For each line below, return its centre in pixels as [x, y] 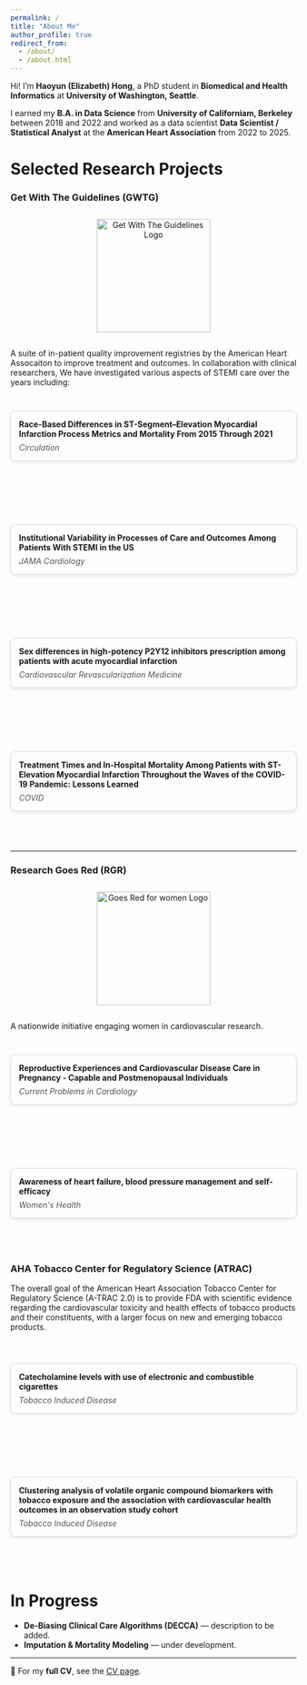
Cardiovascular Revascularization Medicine [100, 675]
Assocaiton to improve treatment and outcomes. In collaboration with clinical [153, 363]
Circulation [39, 448]
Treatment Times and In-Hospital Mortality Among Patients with [142, 765]
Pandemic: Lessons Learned [84, 784]
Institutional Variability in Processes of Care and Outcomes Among [148, 538]
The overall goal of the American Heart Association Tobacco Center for [144, 1289]
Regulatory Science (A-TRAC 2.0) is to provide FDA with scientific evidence [151, 1298]
